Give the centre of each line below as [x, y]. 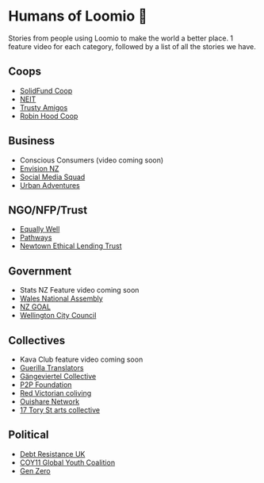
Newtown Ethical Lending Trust [71, 246]
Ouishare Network [50, 401]
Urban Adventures [50, 185]
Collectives [37, 340]
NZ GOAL [35, 307]
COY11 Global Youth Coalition [67, 462]
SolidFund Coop [46, 90]
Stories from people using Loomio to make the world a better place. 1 [121, 38]
